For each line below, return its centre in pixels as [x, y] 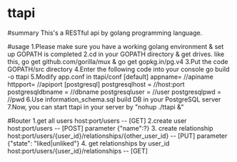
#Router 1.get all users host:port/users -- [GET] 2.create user [97, 120]
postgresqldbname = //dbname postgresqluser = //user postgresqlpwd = [115, 92]
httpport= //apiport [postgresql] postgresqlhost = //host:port [96, 84]
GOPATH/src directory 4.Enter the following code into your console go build [118, 69]
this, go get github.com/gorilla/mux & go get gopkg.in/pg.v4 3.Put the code [118, 61]
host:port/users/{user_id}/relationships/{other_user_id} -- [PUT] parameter [117, 136]
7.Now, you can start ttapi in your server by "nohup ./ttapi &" [96, 107]
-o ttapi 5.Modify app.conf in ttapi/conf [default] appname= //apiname [111, 77]
